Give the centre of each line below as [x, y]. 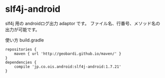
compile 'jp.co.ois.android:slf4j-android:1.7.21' [68, 67]
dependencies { [21, 62]
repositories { [21, 49]
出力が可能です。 [22, 29]
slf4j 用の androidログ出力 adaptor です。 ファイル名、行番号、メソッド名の [83, 23]
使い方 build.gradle [25, 40]
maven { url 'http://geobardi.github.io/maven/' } [68, 54]
